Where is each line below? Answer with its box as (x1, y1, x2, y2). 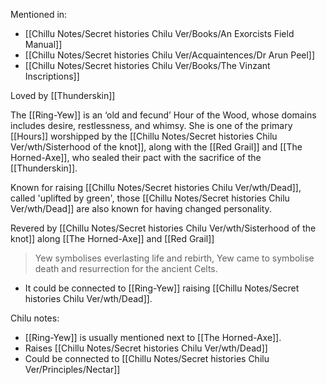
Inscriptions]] (24, 70, 80, 82)
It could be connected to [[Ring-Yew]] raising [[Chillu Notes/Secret (24, 282, 300, 294)
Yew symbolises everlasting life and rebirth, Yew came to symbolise (34, 252, 315, 264)
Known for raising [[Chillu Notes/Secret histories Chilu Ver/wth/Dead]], (10, 182, 302, 193)
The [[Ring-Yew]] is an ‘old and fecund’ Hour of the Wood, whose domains (10, 109, 317, 121)
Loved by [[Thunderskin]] (10, 90, 116, 101)
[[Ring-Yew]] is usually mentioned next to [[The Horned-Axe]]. (24, 332, 282, 343)
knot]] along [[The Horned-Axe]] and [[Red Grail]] (10, 233, 215, 244)
